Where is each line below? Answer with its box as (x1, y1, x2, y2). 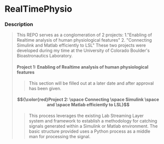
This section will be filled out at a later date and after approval (28, 80, 154, 86)
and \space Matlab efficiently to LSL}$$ (47, 102, 130, 108)
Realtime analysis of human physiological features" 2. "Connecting (16, 37, 152, 43)
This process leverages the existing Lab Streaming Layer (28, 113, 144, 119)
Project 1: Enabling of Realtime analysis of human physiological (16, 64, 148, 70)
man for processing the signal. (28, 133, 91, 139)
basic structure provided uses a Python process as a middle (28, 128, 151, 134)
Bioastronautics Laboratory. (16, 53, 73, 59)
